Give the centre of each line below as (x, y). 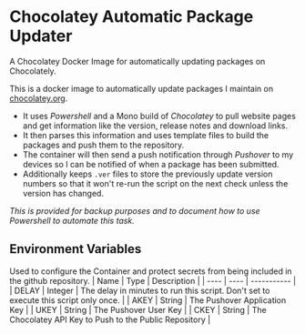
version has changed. (63, 193)
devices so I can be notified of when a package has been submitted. (151, 164)
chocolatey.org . (39, 98)
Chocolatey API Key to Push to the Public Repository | (110, 319)
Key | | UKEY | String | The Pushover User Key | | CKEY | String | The (138, 309)
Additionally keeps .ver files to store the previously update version (147, 174)
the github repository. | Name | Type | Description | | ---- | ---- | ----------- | (153, 280)
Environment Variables (76, 249)
